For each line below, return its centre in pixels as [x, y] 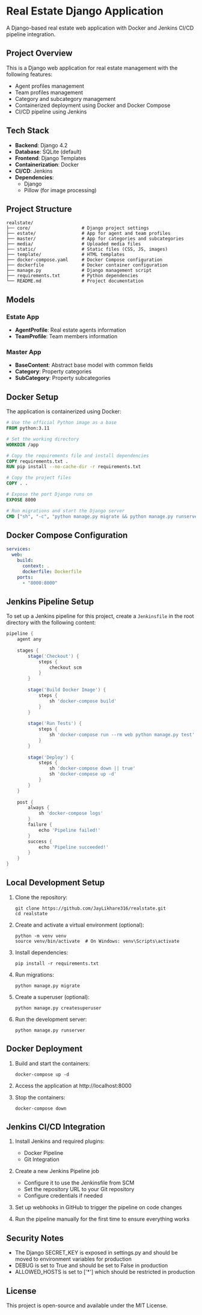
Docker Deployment [44, 1049]
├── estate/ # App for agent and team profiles [88, 234]
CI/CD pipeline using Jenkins [51, 111]
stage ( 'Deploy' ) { [51, 757]
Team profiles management [49, 92]
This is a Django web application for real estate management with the [92, 68]
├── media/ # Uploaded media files [74, 244]
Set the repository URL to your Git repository [79, 1189]
